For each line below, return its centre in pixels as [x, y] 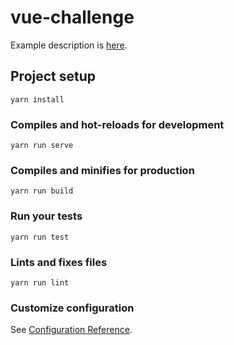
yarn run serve [42, 146]
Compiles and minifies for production [102, 170]
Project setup [53, 76]
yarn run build [42, 191]
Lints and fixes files [59, 262]
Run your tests [46, 216]
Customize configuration [72, 308]
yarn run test [40, 237]
